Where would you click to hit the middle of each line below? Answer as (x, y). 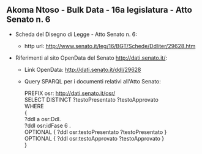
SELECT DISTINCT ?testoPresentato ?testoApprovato (92, 99)
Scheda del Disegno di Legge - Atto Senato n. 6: (76, 34)
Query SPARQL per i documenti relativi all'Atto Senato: (92, 81)
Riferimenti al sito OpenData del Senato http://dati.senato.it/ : (91, 58)
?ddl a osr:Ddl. (43, 119)
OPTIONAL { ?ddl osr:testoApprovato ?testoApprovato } (94, 138)
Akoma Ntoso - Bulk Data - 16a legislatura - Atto (99, 10)
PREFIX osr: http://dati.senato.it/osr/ (70, 93)
